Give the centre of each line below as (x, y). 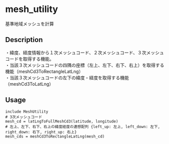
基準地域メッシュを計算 (30, 24)
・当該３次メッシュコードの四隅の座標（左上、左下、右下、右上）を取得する (85, 65)
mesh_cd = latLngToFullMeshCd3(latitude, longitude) (62, 121)
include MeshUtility (27, 111)
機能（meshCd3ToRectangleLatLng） (44, 71)
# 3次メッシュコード (24, 117)
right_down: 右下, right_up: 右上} (41, 132)
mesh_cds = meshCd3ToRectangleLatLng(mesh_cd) (55, 136)
